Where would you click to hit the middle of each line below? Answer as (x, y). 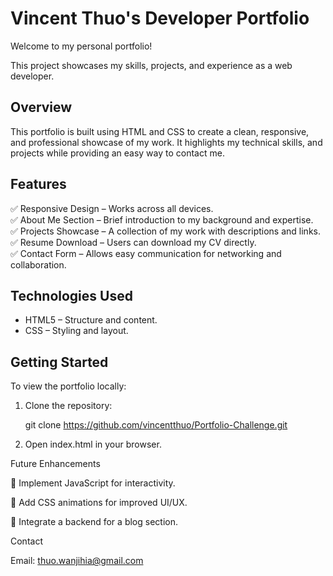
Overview (41, 107)
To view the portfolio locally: (68, 386)
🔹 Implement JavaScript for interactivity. (93, 483)
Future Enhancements (55, 464)
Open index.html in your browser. (93, 444)
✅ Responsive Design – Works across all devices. (112, 208)
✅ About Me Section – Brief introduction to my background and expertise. (162, 219)
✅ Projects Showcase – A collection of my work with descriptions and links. (165, 231)
